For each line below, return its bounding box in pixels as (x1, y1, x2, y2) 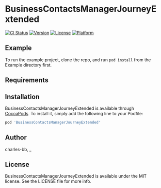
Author (5, 134, 27, 142)
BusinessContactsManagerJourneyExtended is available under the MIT (5, 173, 147, 179)
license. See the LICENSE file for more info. (5, 178, 92, 184)
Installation (5, 92, 40, 101)
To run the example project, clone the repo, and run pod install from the (5, 57, 151, 63)
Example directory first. (5, 62, 52, 68)
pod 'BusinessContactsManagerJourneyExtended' (5, 120, 101, 125)
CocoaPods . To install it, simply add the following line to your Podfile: (5, 110, 143, 116)
